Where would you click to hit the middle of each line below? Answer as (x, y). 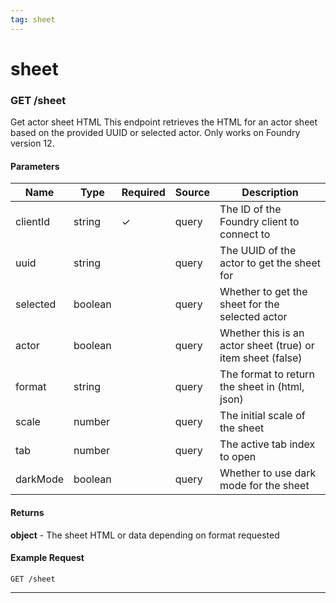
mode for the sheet (264, 486)
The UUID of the (258, 251)
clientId (32, 222)
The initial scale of (262, 416)
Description (270, 193)
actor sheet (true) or (267, 346)
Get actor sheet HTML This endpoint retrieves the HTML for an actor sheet (164, 122)
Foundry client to (259, 222)
